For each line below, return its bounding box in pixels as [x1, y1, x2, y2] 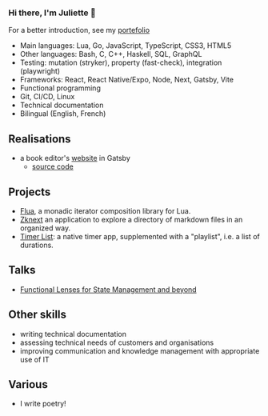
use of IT [19, 354, 50, 364]
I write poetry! [19, 399, 66, 409]
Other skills [8, 308, 66, 322]
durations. [19, 240, 54, 250]
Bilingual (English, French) [19, 109, 106, 118]
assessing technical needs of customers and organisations [19, 338, 214, 347]
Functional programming [19, 83, 102, 93]
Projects [8, 185, 51, 198]
